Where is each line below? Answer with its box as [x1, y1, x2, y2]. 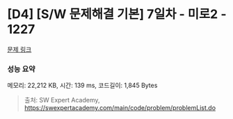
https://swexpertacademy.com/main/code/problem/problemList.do [24, 104, 216, 112]
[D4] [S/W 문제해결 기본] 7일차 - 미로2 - [7, 6, 227, 22]
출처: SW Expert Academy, [24, 96, 100, 104]
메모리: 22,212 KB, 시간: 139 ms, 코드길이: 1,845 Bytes [7, 81, 158, 90]
